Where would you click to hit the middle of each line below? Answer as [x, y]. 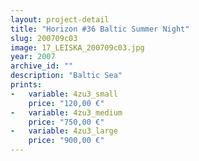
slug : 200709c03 [44, 38]
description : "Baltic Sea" [66, 76]
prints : [26, 85]
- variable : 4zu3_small [64, 94]
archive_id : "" [42, 66]
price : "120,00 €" [66, 103]
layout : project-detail [60, 19]
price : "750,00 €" [66, 122]
